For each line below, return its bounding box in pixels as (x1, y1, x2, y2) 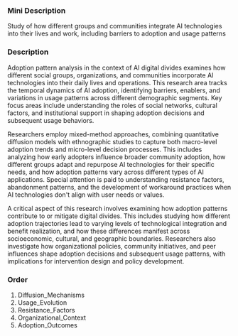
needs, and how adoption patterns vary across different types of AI (7, 168, 205, 176)
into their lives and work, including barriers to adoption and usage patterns (7, 29, 226, 38)
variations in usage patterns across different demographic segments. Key (7, 93, 222, 102)
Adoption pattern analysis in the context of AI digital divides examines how (7, 63, 226, 72)
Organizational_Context (17, 313, 87, 322)
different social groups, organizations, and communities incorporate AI (7, 70, 214, 80)
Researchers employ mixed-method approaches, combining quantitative (7, 130, 219, 139)
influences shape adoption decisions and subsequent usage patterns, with (7, 249, 226, 258)
